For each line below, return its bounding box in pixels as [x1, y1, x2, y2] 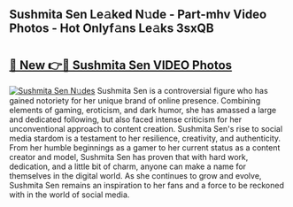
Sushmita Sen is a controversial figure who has [96, 86, 268, 96]
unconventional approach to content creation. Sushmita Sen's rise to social [9, 124, 283, 134]
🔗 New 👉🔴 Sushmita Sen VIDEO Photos [9, 57, 233, 73]
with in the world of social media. [9, 189, 130, 200]
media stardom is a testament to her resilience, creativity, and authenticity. [9, 133, 281, 143]
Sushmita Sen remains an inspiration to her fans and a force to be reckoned [9, 180, 285, 190]
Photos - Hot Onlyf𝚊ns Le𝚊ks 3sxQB [9, 21, 214, 36]
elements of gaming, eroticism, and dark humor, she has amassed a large [9, 105, 277, 115]
